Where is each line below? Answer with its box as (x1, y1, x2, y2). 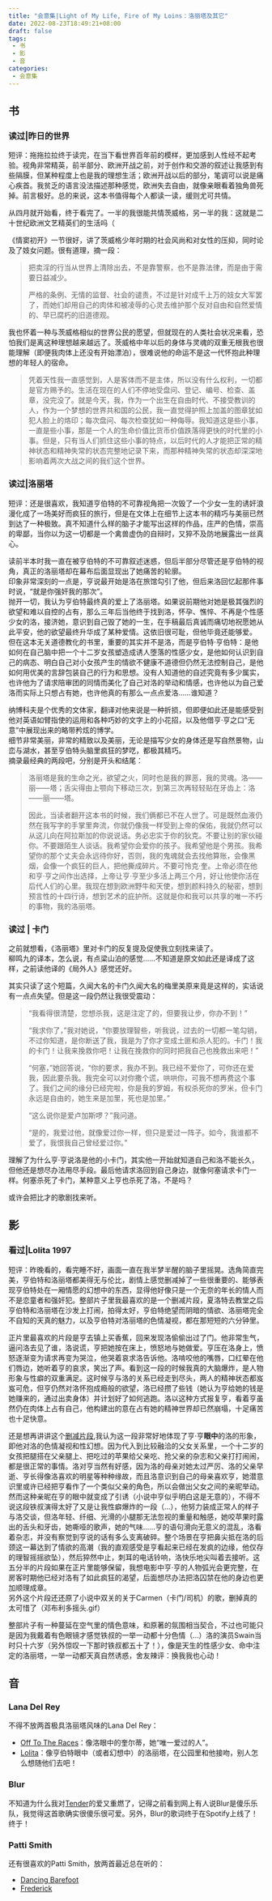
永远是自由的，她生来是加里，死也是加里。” (28, 1093, 170, 1102)
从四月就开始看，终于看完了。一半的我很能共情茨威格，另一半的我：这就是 (8, 208, 257, 218)
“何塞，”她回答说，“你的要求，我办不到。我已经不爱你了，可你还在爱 (28, 1063, 255, 1072)
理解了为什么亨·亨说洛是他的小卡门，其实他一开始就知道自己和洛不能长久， (8, 1155, 259, 1165)
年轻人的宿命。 (22, 358, 73, 368)
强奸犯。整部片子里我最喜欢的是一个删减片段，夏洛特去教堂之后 (50, 1295, 264, 1305)
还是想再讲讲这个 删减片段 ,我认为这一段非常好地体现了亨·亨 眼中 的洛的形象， (8, 1430, 261, 1440)
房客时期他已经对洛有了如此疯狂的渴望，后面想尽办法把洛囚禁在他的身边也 (8, 1572, 257, 1582)
